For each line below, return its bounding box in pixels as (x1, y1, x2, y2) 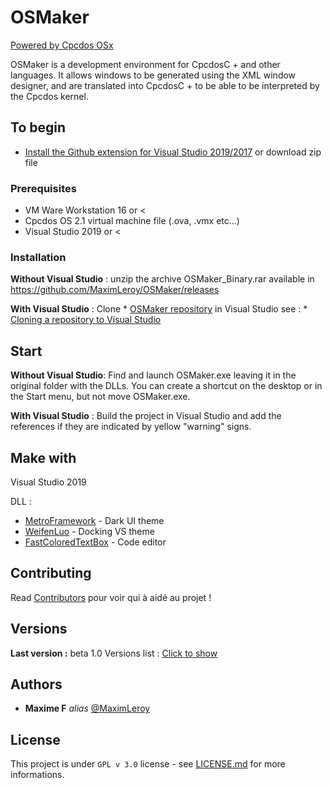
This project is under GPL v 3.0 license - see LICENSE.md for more (10, 758, 286, 770)
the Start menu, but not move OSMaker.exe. (10, 391, 191, 403)
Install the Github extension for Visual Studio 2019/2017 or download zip (24, 146, 322, 158)
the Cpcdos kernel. (10, 90, 89, 102)
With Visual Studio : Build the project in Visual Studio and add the (10, 410, 282, 422)
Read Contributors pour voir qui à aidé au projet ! (10, 591, 212, 603)
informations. (10, 769, 65, 781)
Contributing (10, 565, 92, 582)
